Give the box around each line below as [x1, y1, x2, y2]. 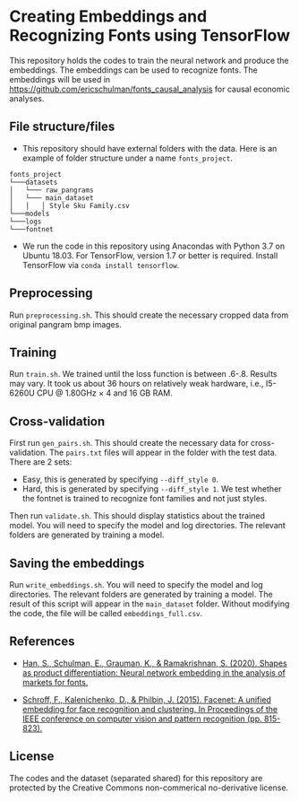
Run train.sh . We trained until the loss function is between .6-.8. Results [9, 369, 278, 379]
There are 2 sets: [9, 457, 73, 467]
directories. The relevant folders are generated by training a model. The [9, 589, 273, 599]
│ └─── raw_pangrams [9, 186, 94, 195]
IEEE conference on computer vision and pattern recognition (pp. [21, 713, 262, 724]
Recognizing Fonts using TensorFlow [9, 25, 291, 46]
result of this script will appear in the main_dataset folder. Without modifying [9, 598, 290, 609]
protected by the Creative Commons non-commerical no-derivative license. [9, 782, 289, 793]
